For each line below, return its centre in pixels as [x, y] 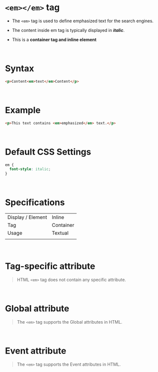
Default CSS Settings [48, 152]
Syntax [20, 68]
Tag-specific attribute [50, 266]
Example [23, 110]
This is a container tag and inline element [54, 39]
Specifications [35, 202]
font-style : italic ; [30, 169]
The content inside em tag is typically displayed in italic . [68, 30]
